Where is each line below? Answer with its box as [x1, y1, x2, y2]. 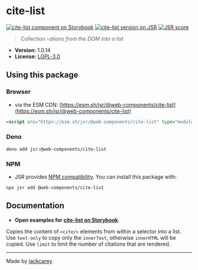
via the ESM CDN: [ [14, 101, 62, 108]
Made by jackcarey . [6, 257, 54, 264]
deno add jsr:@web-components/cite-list [6, 146, 107, 152]
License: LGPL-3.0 [14, 53, 61, 60]
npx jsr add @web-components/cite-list [6, 185, 104, 191]
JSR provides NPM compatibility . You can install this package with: [14, 173, 177, 181]
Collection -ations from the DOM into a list [20, 35, 124, 42]
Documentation [6, 201, 65, 211]
